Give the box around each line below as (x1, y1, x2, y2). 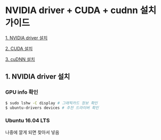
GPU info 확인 (5, 89, 38, 96)
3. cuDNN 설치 (5, 56, 35, 62)
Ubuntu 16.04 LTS (5, 117, 50, 124)
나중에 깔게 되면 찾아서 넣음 (5, 129, 60, 135)
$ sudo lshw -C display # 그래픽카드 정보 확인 (5, 100, 98, 106)
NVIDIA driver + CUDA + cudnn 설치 (5, 5, 157, 16)
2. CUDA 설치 (5, 45, 33, 51)
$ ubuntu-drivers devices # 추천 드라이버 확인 (5, 105, 99, 110)
